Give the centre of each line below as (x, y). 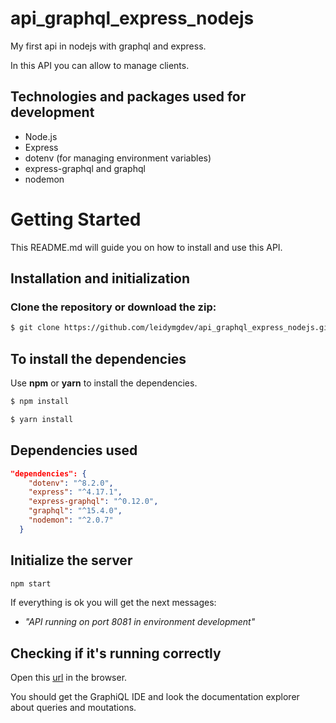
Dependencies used (74, 450)
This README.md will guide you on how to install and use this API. (146, 247)
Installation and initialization (100, 278)
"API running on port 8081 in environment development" (140, 622)
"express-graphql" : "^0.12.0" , (93, 502)
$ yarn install (42, 419)
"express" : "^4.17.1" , (75, 492)
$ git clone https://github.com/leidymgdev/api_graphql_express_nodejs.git (171, 328)
